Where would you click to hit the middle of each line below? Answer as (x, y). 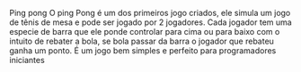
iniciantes (27, 60)
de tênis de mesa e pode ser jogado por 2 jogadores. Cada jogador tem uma (150, 22)
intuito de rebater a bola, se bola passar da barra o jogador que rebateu (142, 41)
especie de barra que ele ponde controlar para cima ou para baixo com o (145, 32)
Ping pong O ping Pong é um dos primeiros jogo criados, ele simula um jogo (150, 13)
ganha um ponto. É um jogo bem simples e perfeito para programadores (143, 51)
